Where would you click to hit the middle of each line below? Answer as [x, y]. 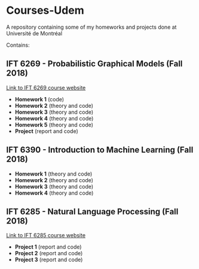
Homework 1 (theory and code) [53, 174]
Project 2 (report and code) [49, 253]
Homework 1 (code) [39, 99]
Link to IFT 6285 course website [46, 235]
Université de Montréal [34, 33]
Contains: [18, 45]
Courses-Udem [45, 10]
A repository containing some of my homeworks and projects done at [91, 27]
